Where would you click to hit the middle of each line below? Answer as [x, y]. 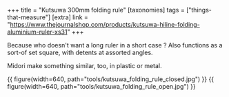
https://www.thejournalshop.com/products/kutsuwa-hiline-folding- [105, 24]
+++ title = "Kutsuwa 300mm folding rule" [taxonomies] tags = [96, 10]
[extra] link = [70, 17]
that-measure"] [29, 17]
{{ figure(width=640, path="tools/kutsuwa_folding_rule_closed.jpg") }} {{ [111, 79]
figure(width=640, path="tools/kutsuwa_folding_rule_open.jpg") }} [101, 86]
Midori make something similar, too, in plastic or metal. [84, 66]
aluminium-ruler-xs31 [37, 32]
